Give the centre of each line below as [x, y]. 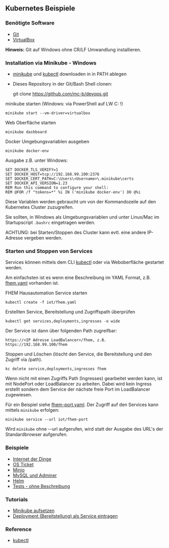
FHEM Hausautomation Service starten [46, 293]
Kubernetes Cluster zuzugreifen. [40, 207]
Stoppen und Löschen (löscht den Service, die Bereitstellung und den [79, 354]
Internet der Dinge [32, 459]
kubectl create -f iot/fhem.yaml [41, 302]
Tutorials [17, 499]
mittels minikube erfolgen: [33, 410]
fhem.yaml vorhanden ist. [32, 283]
